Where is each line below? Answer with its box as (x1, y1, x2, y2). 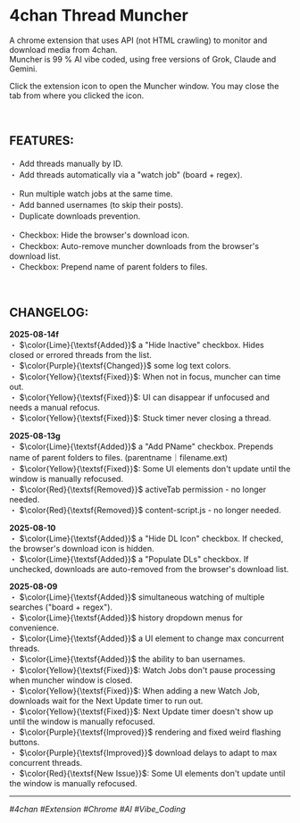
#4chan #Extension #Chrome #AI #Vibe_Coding (9, 803, 186, 814)
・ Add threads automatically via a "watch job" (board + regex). (9, 169, 243, 179)
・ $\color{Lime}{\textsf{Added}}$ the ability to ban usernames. (9, 653, 246, 664)
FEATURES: (9, 133, 74, 148)
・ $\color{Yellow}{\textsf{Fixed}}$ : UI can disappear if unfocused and (9, 392, 271, 403)
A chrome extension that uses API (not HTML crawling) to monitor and (9, 35, 268, 46)
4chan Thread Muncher (9, 5, 189, 26)
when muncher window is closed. (9, 675, 133, 686)
